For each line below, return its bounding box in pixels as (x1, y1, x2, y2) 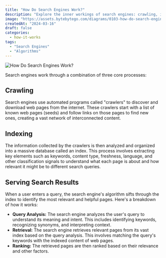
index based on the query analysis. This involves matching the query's (12, 232, 156, 238)
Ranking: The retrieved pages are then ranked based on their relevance (12, 243, 159, 249)
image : (5, 16, 19, 21)
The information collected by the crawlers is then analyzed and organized (5, 143, 155, 149)
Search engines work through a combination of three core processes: (5, 72, 147, 78)
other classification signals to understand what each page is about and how (5, 158, 160, 164)
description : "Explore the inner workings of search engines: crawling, (5, 12, 158, 17)
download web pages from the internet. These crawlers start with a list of (5, 104, 155, 110)
